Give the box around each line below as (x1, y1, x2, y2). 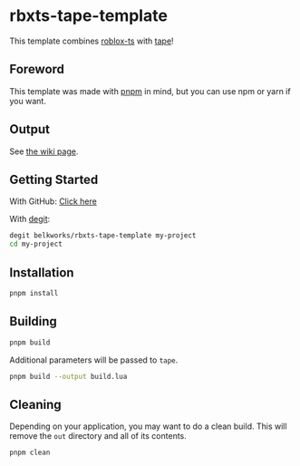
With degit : (9, 214, 51, 225)
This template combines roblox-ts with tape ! (9, 35, 174, 46)
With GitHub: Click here (9, 196, 97, 207)
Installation (9, 265, 74, 280)
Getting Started (9, 171, 99, 187)
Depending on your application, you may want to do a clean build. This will (9, 421, 287, 432)
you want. (9, 95, 47, 106)
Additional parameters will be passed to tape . (9, 354, 179, 365)
